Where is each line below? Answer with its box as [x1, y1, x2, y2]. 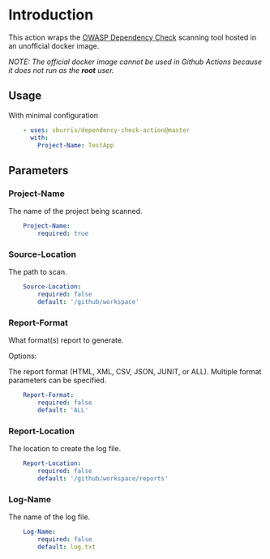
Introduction [8, 6, 94, 24]
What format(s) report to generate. [8, 335, 124, 345]
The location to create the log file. [8, 443, 122, 453]
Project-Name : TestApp [37, 141, 114, 149]
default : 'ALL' [37, 406, 89, 414]
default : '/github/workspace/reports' [37, 474, 169, 483]
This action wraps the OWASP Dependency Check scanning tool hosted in [8, 32, 257, 42]
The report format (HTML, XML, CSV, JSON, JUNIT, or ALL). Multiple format [8, 367, 262, 377]
